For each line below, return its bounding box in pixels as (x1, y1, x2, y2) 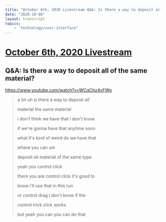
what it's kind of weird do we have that (17, 135, 96, 141)
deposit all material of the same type (17, 154, 92, 160)
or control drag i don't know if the (17, 192, 85, 198)
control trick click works (17, 202, 67, 208)
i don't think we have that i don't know (17, 116, 95, 122)
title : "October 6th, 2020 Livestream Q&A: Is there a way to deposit (5, 7, 154, 12)
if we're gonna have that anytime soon (17, 125, 95, 131)
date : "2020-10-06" (5, 12, 45, 17)
